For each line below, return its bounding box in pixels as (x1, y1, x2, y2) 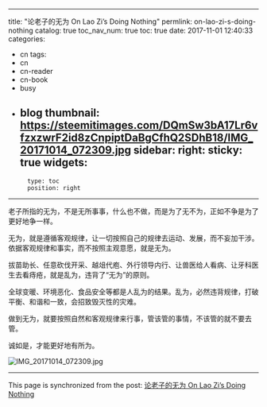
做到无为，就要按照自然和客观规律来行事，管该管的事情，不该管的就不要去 (8, 313, 252, 323)
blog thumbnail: (19, 107, 100, 120)
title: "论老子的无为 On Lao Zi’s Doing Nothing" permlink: (8, 17, 193, 26)
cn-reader (19, 67, 53, 76)
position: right (27, 184, 81, 192)
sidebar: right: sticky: (133, 144, 243, 157)
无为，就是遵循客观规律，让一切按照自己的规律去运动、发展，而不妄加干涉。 (8, 233, 259, 242)
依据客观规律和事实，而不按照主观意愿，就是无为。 (8, 243, 176, 253)
